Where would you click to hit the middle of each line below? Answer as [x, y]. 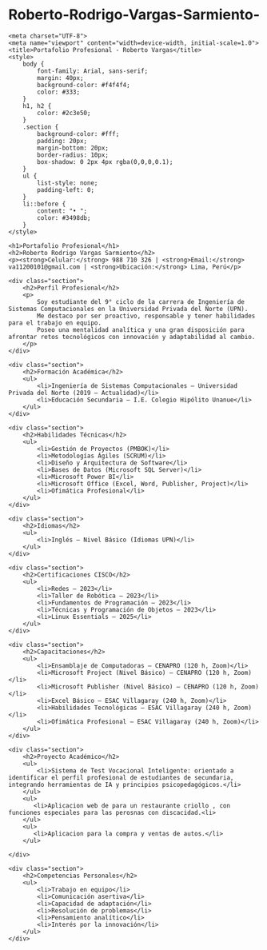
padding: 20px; [62, 141]
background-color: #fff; [78, 134]
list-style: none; [68, 183]
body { [34, 64]
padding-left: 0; [66, 190]
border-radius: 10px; [73, 155]
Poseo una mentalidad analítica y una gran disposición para [141, 329]
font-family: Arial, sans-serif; [93, 71]
